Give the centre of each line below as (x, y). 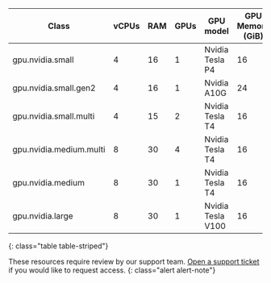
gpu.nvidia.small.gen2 (54, 88)
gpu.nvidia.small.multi (54, 116)
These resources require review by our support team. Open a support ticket (134, 262)
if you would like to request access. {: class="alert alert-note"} (112, 270)
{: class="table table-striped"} (58, 246)
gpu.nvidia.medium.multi (59, 150)
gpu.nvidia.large (43, 216)
